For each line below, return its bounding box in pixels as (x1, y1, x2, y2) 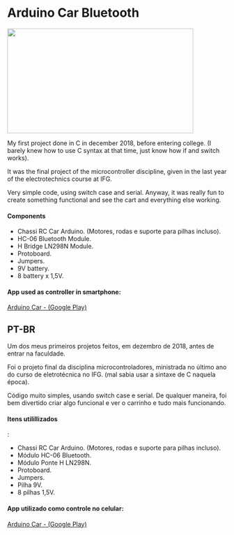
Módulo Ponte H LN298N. (17, 459, 92, 467)
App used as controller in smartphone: (7, 288, 121, 296)
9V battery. (17, 264, 50, 273)
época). (7, 378, 30, 386)
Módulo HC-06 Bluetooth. (17, 451, 92, 460)
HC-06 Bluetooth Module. (17, 235, 92, 243)
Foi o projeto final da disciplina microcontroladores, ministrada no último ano (7, 363, 227, 372)
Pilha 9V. (17, 481, 43, 490)
